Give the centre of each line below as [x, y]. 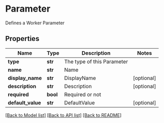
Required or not [83, 94]
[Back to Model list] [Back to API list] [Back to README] [63, 115]
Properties [22, 39]
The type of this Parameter [96, 61]
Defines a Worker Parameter [35, 23]
